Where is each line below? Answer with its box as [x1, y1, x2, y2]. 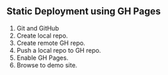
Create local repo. [16, 31, 69, 40]
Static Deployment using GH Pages [6, 6, 161, 17]
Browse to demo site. [16, 60, 78, 69]
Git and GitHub [16, 24, 60, 32]
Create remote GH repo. [16, 38, 86, 47]
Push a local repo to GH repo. [16, 46, 101, 54]
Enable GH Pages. [16, 53, 69, 62]
